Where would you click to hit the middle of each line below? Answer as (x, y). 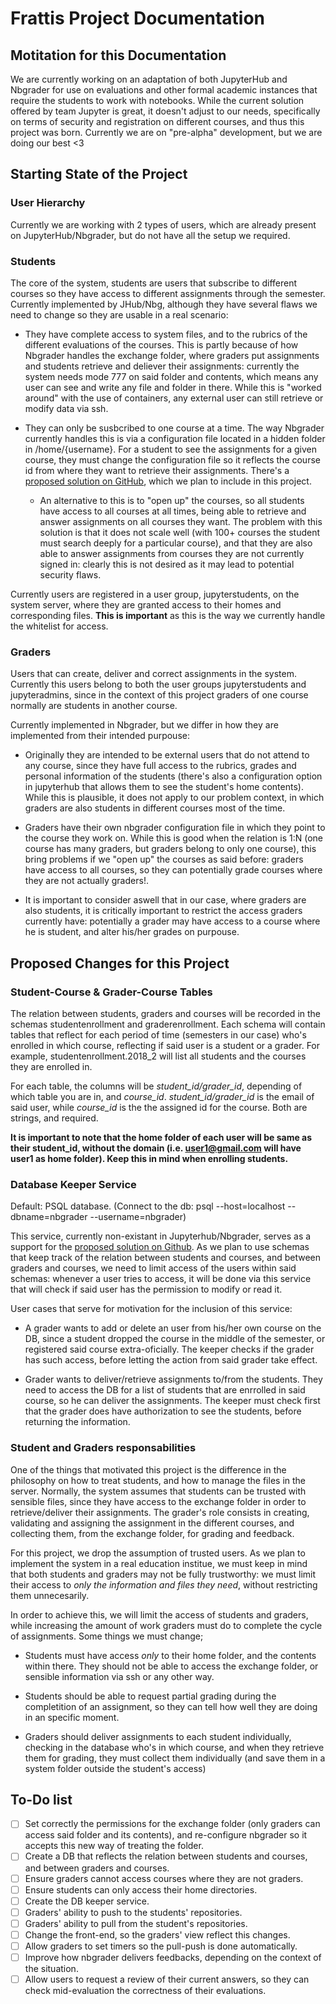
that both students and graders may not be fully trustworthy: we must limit (163, 1574)
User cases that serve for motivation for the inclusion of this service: (151, 1309)
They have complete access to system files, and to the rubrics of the (166, 334)
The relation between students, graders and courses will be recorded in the (166, 1013)
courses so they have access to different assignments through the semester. (168, 293)
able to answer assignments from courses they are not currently (172, 553)
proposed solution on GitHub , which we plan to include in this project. (168, 481)
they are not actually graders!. (86, 881)
